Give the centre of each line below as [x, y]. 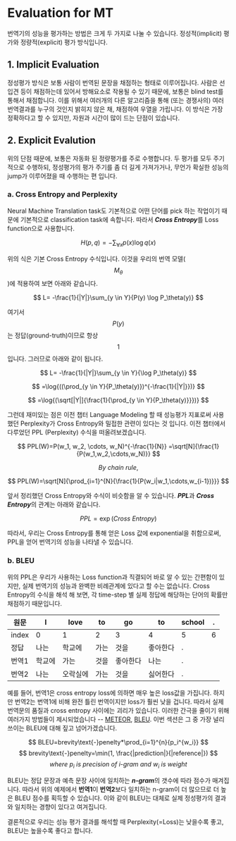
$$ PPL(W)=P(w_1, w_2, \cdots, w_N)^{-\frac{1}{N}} [92, 447]
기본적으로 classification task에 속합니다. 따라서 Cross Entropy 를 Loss [119, 219]
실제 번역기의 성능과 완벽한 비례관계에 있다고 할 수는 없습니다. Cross [116, 585]
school [193, 622]
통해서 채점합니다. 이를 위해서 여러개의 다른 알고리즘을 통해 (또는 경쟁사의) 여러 [116, 100]
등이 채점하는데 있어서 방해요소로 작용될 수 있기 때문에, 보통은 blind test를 [122, 91]
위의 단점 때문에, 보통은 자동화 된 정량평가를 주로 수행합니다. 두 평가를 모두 [110, 158]
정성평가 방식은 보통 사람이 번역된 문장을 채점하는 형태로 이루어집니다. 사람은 [113, 82]
